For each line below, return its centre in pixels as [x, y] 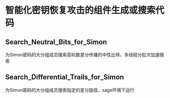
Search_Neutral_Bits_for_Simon [56, 42]
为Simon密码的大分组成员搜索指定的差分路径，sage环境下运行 [70, 90]
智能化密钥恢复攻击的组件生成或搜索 [80, 10]
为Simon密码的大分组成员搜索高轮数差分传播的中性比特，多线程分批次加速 [82, 55]
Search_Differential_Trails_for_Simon [65, 77]
